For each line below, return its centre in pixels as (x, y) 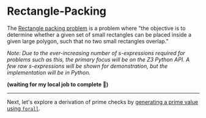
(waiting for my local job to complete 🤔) (58, 84)
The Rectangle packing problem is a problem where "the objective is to (96, 28)
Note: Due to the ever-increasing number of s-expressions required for (96, 53)
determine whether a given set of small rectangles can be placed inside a (99, 34)
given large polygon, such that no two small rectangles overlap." (88, 41)
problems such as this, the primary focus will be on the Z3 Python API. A (98, 59)
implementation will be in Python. (49, 72)
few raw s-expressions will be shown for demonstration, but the (87, 66)
